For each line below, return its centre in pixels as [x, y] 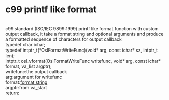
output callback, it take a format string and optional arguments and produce [84, 34]
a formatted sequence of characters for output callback [64, 39]
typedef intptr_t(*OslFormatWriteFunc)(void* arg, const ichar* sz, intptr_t [82, 50]
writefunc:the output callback [36, 71]
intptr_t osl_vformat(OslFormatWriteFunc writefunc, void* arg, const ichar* [83, 61]
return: [12, 93]
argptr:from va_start [26, 87]
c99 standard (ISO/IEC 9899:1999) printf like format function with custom [82, 28]
